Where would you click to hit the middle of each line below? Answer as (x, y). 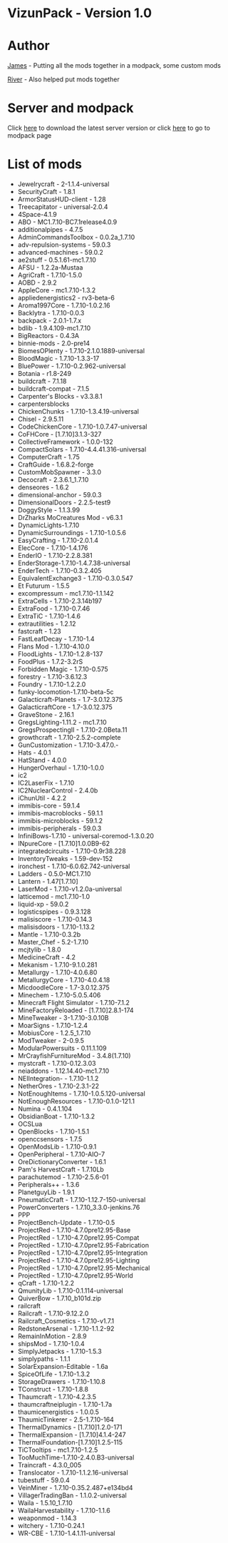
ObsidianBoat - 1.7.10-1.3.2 (56, 1116)
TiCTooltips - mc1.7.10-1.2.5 (58, 1450)
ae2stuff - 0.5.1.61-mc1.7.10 (57, 260)
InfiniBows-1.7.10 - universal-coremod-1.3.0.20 (86, 836)
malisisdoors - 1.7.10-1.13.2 (56, 927)
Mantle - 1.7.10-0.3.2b (49, 935)
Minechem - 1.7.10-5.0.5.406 (59, 995)
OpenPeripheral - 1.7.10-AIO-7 (61, 1154)
